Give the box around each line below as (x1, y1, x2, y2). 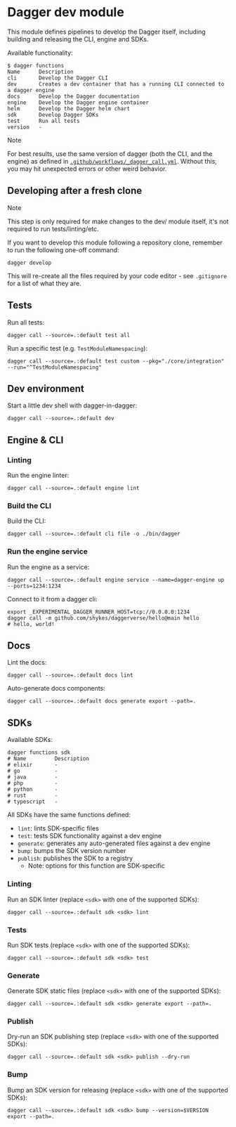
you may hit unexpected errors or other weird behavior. (7, 164, 167, 173)
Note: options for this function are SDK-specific (27, 861, 165, 870)
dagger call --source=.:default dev (7, 415, 114, 422)
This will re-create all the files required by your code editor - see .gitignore (7, 271, 227, 280)
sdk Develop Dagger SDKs (7, 111, 99, 118)
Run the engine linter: (7, 471, 70, 480)
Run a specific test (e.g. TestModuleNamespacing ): (7, 344, 148, 352)
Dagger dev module (7, 4, 124, 20)
